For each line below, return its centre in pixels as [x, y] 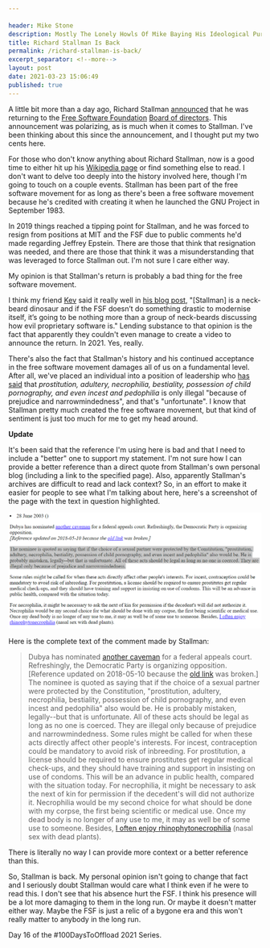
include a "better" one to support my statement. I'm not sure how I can [125, 458]
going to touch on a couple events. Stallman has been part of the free [123, 185]
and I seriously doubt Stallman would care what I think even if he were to [129, 885]
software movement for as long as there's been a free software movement [131, 193]
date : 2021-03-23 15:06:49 [53, 77]
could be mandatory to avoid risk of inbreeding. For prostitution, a [137, 751]
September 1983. [37, 210]
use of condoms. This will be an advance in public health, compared [141, 777]
